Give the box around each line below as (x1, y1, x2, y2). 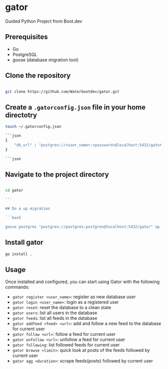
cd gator (5, 188, 23, 193)
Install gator (5, 238, 43, 247)
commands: (5, 284, 30, 290)
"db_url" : (14, 142, 37, 147)
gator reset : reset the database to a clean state (12, 305, 111, 311)
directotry (5, 111, 37, 119)
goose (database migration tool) (12, 57, 79, 63)
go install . (5, 251, 32, 256)
